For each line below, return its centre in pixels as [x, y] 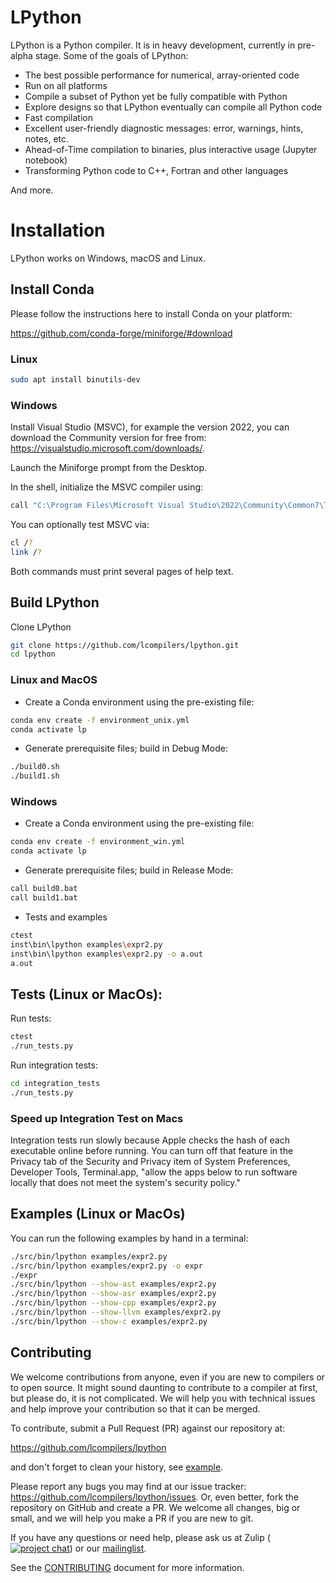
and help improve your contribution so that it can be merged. [135, 1408]
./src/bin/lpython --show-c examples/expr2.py [109, 1321]
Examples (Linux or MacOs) [98, 1214]
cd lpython [33, 654]
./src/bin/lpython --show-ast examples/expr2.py [113, 1284]
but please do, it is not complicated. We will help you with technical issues [163, 1398]
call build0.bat [44, 889]
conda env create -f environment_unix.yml [100, 720]
